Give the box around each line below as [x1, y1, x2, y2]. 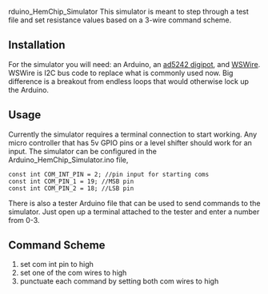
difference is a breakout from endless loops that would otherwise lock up [8, 76, 250, 86]
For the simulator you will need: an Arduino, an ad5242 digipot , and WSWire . [8, 59, 261, 69]
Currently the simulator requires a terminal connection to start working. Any [8, 129, 258, 139]
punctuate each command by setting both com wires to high [19, 276, 219, 286]
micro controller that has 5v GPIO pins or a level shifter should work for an [8, 137, 252, 147]
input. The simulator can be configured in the [8, 146, 158, 156]
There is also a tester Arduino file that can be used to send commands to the [8, 198, 261, 208]
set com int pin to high [19, 260, 94, 269]
